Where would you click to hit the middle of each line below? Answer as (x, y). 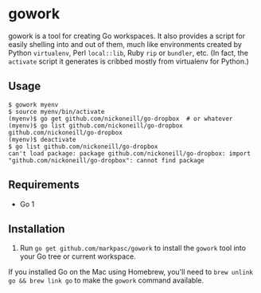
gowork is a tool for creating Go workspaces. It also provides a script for (127, 36)
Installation (37, 229)
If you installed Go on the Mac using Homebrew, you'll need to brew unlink (130, 272)
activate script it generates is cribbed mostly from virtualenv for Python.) (129, 61)
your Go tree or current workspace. (78, 256)
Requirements (44, 185)
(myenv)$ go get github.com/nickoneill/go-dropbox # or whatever (121, 119)
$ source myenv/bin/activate (56, 111)
